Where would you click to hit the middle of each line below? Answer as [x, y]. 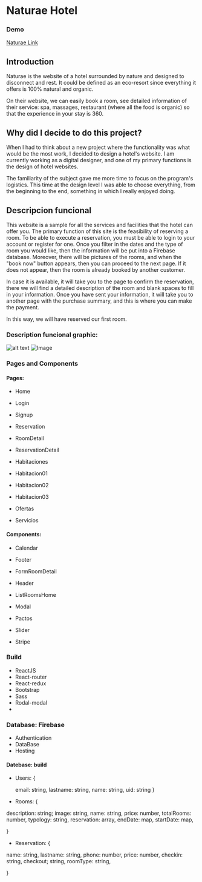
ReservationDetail [37, 450]
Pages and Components [42, 364]
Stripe [22, 642]
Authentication [33, 738]
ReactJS [25, 670]
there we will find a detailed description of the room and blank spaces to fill [100, 288]
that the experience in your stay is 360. [55, 114]
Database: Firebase [36, 725]
